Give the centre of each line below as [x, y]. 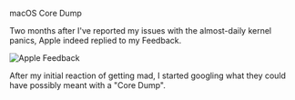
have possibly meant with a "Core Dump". [87, 85]
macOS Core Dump [46, 13]
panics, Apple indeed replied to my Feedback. [96, 40]
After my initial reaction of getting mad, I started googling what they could [148, 75]
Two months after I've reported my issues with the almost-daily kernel [140, 30]
